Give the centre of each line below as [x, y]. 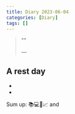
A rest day [26, 71]
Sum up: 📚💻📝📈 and [33, 104]
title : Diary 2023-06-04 [37, 12]
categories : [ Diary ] [32, 18]
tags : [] [17, 23]
